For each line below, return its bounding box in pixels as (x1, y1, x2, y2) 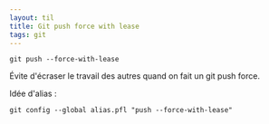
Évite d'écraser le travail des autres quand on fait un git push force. (9, 71, 261, 81)
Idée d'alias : (9, 88, 57, 100)
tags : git (9, 30, 47, 39)
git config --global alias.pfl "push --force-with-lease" (9, 106, 233, 115)
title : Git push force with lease (9, 22, 140, 31)
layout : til (9, 13, 54, 23)
